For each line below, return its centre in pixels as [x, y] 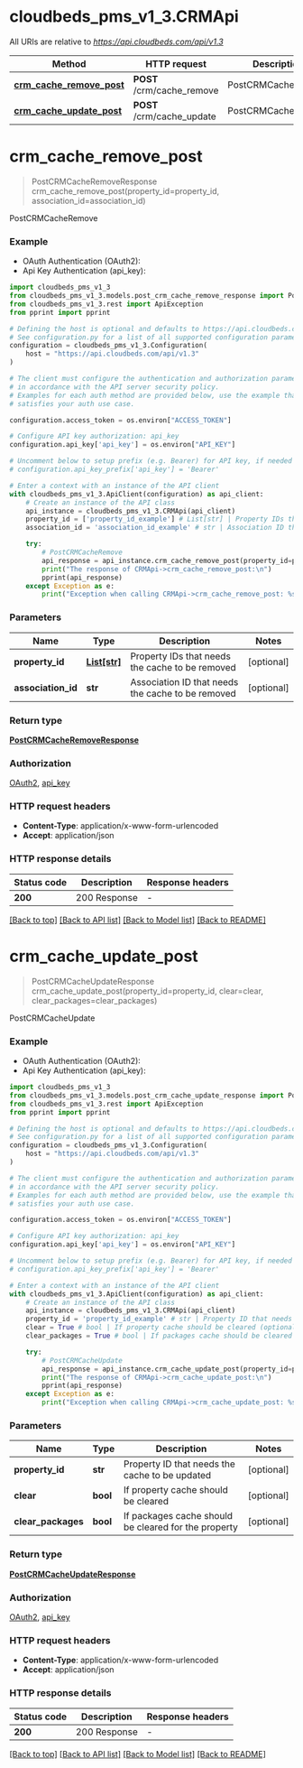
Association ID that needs [184, 681]
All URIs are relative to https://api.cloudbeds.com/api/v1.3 [116, 42]
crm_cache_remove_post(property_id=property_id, [125, 190]
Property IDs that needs [181, 656]
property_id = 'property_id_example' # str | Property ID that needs [159, 1319]
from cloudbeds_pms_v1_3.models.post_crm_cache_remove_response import [147, 296]
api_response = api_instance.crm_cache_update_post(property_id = [167, 1369]
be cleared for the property [181, 1527]
